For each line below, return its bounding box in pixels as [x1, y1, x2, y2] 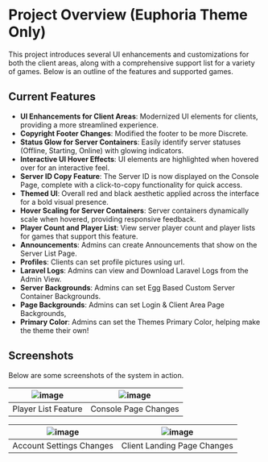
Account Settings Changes [12, 439, 114, 451]
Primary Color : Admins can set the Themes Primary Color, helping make [19, 317, 261, 327]
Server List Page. [19, 248, 78, 258]
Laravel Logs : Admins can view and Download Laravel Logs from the [19, 265, 249, 275]
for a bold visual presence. [19, 197, 109, 206]
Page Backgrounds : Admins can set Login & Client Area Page [19, 300, 225, 310]
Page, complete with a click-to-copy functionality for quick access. [19, 180, 243, 189]
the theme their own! [19, 325, 89, 335]
